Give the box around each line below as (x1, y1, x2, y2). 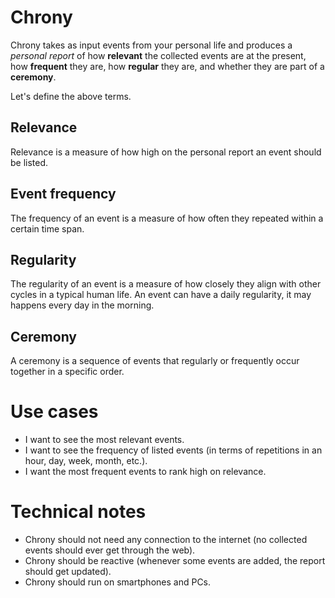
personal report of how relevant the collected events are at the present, (10, 49, 307, 61)
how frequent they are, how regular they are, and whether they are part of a (10, 60, 325, 72)
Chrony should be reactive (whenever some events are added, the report (24, 555, 326, 567)
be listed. (10, 156, 49, 168)
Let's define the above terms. (10, 90, 132, 102)
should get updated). (24, 566, 112, 578)
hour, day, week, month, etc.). (24, 455, 148, 467)
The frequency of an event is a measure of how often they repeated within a (10, 212, 324, 224)
